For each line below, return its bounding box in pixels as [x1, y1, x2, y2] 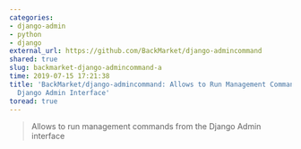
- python [9, 30, 42, 39]
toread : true [9, 96, 58, 106]
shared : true [9, 55, 58, 64]
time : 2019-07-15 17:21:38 [9, 72, 110, 81]
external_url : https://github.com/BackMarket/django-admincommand [9, 47, 262, 56]
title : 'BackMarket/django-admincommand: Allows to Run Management [9, 80, 267, 89]
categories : [9, 13, 54, 22]
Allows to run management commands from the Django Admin [30, 121, 262, 132]
